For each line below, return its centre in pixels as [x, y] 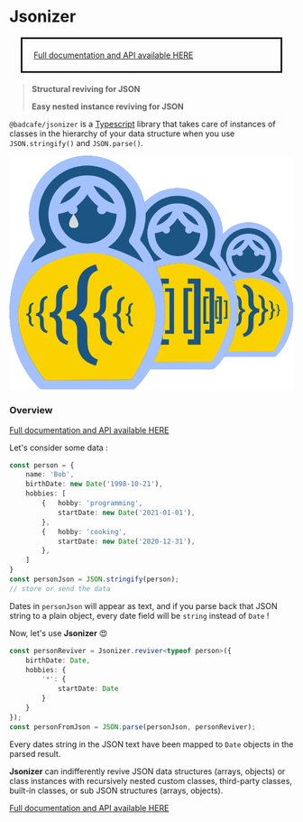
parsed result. [35, 753]
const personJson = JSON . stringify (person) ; [94, 579]
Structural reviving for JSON [86, 89]
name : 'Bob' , [50, 475]
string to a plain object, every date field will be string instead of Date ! [139, 615]
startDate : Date [88, 689]
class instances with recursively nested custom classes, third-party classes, [151, 780]
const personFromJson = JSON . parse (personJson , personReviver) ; [133, 727]
